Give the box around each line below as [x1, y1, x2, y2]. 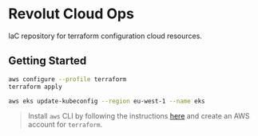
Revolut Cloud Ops [8, 5, 134, 23]
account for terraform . [27, 120, 102, 130]
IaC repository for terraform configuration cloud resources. [8, 31, 202, 41]
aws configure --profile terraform [8, 75, 127, 84]
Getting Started [8, 54, 87, 68]
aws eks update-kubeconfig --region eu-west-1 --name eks [8, 97, 205, 105]
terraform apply [8, 83, 62, 91]
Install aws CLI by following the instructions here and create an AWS [27, 111, 250, 121]
